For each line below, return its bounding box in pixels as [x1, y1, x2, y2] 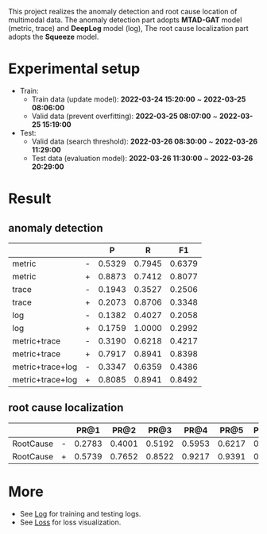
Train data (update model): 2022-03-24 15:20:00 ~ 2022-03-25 [31, 94, 246, 104]
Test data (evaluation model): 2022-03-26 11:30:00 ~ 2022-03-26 [31, 153, 253, 163]
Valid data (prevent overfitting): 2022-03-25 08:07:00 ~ [31, 111, 218, 121]
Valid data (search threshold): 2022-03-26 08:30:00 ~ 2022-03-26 [31, 136, 258, 146]
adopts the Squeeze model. [8, 32, 99, 41]
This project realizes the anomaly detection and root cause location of [8, 7, 238, 16]
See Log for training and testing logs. [19, 509, 141, 518]
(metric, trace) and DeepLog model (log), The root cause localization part [8, 24, 249, 33]
